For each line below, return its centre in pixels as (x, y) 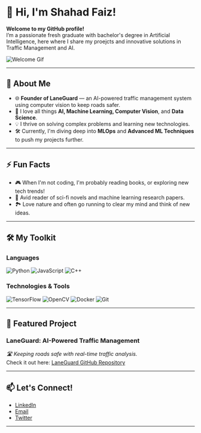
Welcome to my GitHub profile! (45, 29)
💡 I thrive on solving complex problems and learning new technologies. (102, 124)
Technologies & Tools (38, 286)
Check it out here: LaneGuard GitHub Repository (66, 363)
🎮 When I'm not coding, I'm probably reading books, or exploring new (102, 182)
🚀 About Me (28, 84)
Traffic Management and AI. (41, 48)
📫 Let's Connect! (39, 388)
